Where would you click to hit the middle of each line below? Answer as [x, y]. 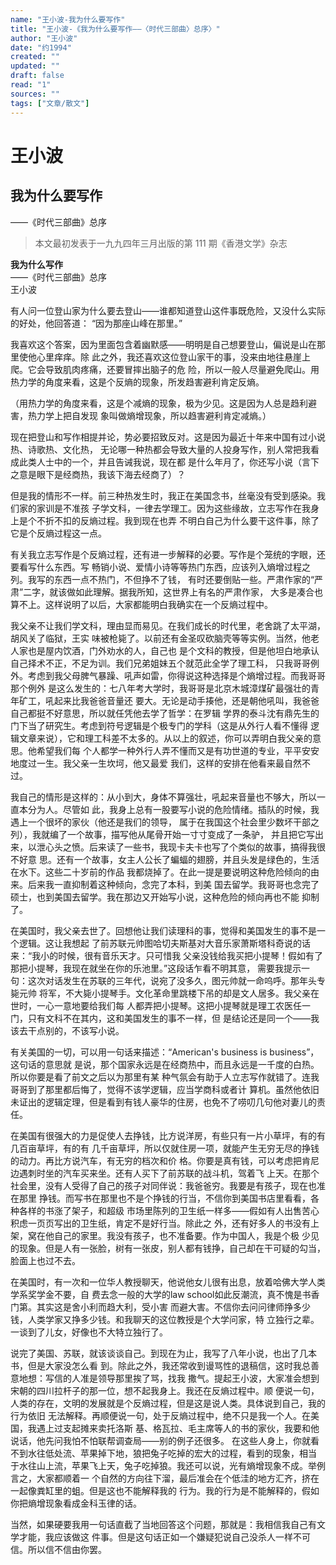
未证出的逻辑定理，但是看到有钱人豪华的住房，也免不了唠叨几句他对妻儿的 [163, 1102]
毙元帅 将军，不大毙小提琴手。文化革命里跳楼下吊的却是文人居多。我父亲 [160, 993]
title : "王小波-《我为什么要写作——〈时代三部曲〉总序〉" [115, 29]
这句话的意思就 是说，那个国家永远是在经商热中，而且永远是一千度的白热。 [165, 1064]
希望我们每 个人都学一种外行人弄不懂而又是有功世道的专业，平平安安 [178, 750]
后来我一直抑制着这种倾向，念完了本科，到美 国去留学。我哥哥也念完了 [173, 884]
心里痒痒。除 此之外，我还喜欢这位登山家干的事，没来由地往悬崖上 [173, 357]
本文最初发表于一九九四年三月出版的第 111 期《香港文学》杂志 [161, 243]
